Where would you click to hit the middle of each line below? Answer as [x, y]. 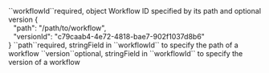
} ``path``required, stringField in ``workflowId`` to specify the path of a [123, 45]
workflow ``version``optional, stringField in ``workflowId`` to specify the [126, 53]
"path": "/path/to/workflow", [60, 28]
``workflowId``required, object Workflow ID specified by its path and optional [135, 11]
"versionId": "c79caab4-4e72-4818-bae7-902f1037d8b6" [109, 36]
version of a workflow [44, 62]
